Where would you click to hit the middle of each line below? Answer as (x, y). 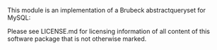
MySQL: (19, 18)
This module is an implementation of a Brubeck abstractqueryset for (107, 10)
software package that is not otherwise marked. (77, 39)
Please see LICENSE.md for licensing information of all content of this (109, 31)
